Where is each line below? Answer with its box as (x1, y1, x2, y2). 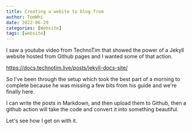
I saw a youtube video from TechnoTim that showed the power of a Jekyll (6, 46, 184, 54)
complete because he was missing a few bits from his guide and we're (6, 82, 177, 89)
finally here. (6, 88, 35, 95)
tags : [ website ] (6, 31, 46, 36)
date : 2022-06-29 (6, 19, 49, 25)
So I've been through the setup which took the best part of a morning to (6, 76, 181, 83)
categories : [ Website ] (6, 25, 62, 31)
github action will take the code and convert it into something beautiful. (6, 106, 178, 113)
